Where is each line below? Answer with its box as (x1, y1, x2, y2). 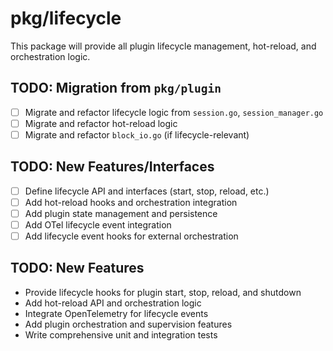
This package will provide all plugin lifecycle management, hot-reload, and (10, 40, 317, 52)
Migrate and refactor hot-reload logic (24, 117, 178, 129)
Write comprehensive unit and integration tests (24, 328, 218, 341)
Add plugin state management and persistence (24, 207, 218, 219)
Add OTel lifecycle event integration (24, 218, 172, 231)
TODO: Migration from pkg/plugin (10, 80, 222, 97)
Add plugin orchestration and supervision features (24, 318, 233, 330)
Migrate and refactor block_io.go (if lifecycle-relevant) (24, 128, 250, 141)
